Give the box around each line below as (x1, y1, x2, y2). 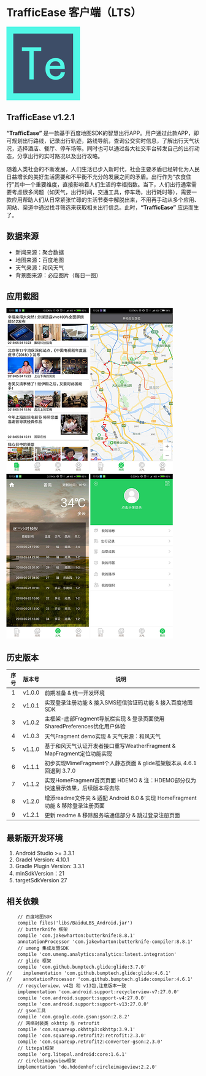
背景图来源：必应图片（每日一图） (15, 271, 102, 279)
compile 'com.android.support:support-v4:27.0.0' (17, 995, 147, 1001)
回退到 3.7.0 (44, 767, 76, 774)
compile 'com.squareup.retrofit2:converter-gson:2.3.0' (17, 1039, 164, 1045)
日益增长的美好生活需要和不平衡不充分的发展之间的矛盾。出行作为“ (6, 173, 176, 180)
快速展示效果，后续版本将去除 (44, 784, 120, 792)
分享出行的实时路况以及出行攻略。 (17, 152, 103, 159)
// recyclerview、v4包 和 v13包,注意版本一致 (17, 983, 127, 989)
